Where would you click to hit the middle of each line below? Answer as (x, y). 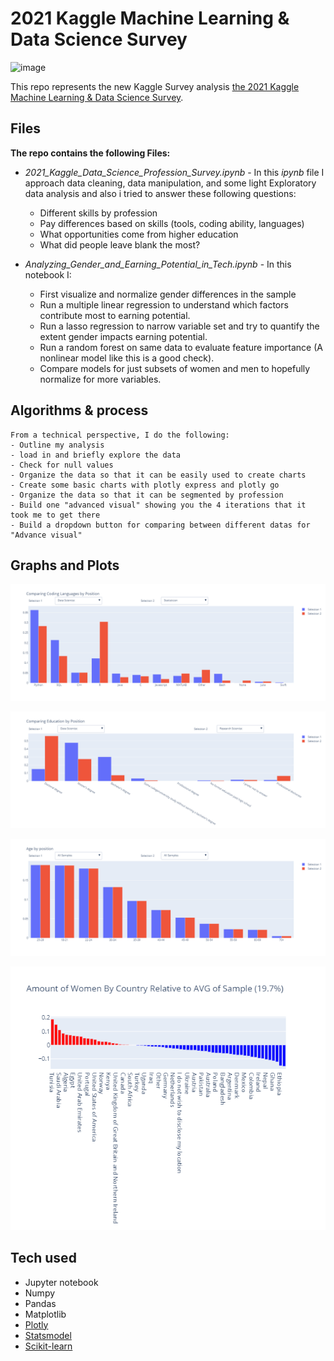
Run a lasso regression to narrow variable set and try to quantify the (179, 326)
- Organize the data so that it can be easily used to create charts (158, 475)
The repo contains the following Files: (90, 153)
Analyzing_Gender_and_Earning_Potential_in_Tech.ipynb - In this (158, 264)
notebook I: (48, 274)
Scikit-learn (48, 1346)
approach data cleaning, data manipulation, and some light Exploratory (170, 183)
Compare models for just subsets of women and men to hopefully (175, 368)
